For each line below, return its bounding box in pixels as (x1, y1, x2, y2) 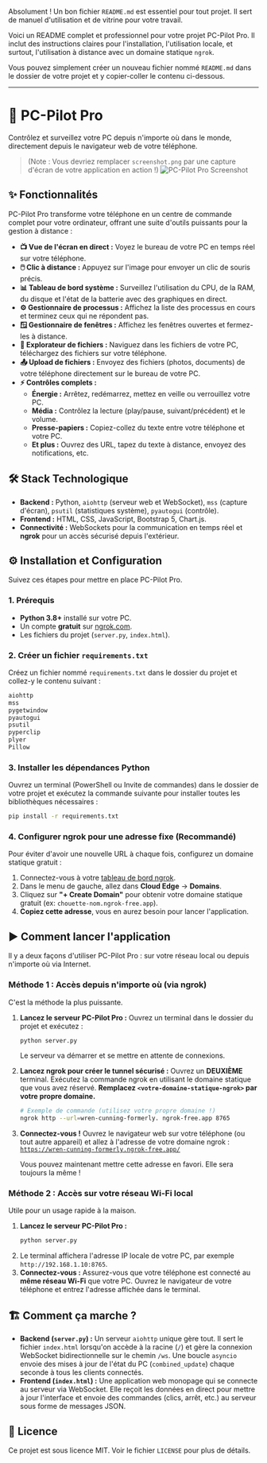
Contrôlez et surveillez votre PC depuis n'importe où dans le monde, (8, 133, 232, 142)
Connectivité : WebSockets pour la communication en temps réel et (19, 522, 243, 532)
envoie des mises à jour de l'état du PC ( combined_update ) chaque (19, 1359, 235, 1369)
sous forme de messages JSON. (19, 1402, 126, 1411)
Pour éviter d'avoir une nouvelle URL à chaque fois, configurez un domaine (8, 850, 254, 859)
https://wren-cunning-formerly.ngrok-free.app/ (19, 1146, 180, 1154)
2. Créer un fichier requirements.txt (8, 649, 149, 660)
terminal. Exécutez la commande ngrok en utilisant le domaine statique (19, 1074, 252, 1084)
